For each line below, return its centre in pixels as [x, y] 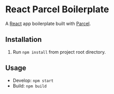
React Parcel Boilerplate [57, 9]
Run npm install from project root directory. [59, 52]
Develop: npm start [33, 80]
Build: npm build [30, 86]
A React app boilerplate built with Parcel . [48, 24]
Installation [24, 40]
